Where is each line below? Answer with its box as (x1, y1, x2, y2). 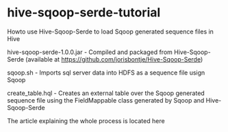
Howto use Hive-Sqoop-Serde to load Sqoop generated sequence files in (7, 27, 214, 36)
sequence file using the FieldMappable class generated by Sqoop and (7, 96, 205, 104)
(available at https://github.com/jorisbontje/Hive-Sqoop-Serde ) (25, 55, 203, 63)
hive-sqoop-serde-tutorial (7, 5, 161, 21)
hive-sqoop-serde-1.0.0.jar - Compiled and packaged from (7, 48, 173, 56)
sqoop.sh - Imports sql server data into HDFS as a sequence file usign (7, 68, 205, 77)
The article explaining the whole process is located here (7, 116, 166, 124)
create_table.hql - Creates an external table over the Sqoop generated (7, 89, 205, 97)
